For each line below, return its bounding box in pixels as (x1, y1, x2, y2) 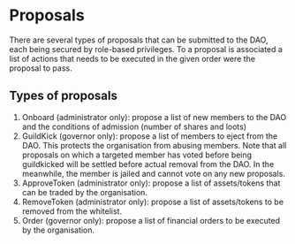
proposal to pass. (9, 63, 72, 73)
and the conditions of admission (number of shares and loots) (21, 121, 247, 132)
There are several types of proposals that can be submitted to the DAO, (9, 34, 269, 45)
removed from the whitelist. (21, 205, 122, 217)
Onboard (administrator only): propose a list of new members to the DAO (21, 111, 287, 122)
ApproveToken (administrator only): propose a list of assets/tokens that (21, 178, 281, 188)
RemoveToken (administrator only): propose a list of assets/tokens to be (21, 196, 284, 207)
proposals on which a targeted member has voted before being (21, 149, 253, 160)
